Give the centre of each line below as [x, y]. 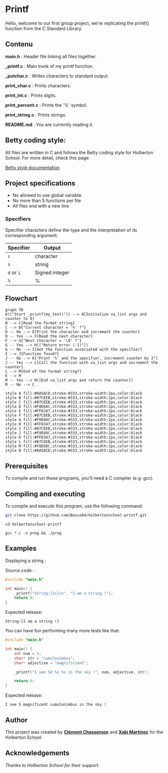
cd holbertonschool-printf [33, 524]
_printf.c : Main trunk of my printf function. [49, 66]
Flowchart [21, 299]
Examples [21, 548]
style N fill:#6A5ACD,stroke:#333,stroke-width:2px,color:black [74, 451]
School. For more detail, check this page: [48, 158]
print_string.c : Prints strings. [36, 115]
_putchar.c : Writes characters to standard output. [57, 76]
